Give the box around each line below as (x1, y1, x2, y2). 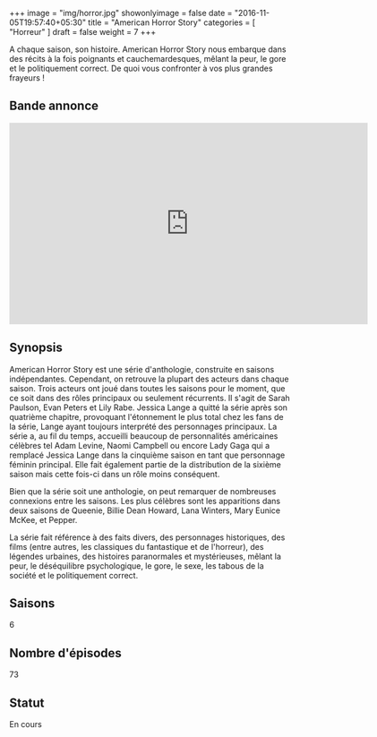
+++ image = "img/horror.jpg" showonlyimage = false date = (9, 8, 233, 18)
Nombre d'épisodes (9, 645, 123, 661)
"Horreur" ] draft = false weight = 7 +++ (9, 27, 157, 37)
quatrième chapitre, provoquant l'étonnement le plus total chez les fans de (9, 411, 284, 422)
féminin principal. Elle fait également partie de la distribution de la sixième (9, 458, 282, 469)
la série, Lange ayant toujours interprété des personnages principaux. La (9, 421, 278, 432)
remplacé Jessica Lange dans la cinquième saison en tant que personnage (9, 450, 286, 460)
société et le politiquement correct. (9, 570, 139, 580)
